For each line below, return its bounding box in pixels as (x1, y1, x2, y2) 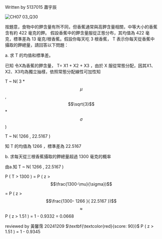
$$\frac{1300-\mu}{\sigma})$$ (50, 181, 113, 187)
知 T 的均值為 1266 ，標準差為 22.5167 (5, 143, 81, 149)
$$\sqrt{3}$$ (68, 101, 95, 107)
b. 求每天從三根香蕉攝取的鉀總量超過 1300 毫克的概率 (5, 154, 111, 159)
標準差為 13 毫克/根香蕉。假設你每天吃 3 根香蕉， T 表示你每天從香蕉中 (13, 36, 155, 42)
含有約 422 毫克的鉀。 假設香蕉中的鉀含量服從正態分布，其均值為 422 (5, 30, 144, 35)
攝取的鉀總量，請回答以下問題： (5, 42, 69, 48)
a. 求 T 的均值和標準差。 (5, 52, 53, 58)
